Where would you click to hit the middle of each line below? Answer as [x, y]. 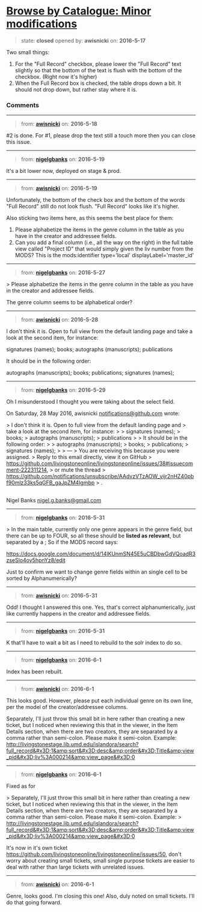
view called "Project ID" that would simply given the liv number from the [104, 249]
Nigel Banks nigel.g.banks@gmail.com [54, 500]
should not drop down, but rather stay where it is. [76, 89]
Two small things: [28, 52]
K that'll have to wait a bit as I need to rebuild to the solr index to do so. [94, 642]
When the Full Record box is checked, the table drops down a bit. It [98, 83]
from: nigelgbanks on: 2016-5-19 [63, 159]
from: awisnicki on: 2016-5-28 [60, 320]
